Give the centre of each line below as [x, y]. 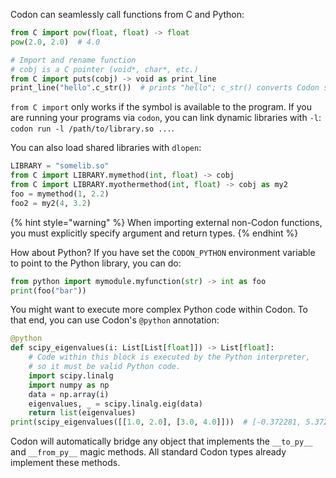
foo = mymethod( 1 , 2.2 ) [60, 194]
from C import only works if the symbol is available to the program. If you [161, 107]
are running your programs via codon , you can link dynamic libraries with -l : [166, 118]
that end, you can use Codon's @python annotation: [115, 320]
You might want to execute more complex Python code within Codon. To [159, 310]
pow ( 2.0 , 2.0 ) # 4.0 [55, 42]
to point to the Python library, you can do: [96, 263]
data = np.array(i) [69, 394]
